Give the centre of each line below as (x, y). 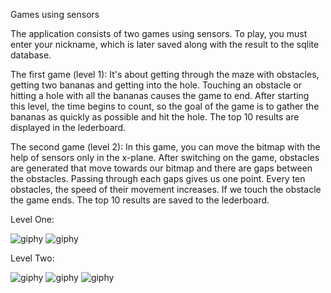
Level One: (32, 219)
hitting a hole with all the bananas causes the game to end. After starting (160, 95)
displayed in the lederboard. (68, 127)
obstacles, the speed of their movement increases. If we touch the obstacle (166, 189)
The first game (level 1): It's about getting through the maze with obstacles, (165, 74)
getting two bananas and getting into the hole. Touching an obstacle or (156, 85)
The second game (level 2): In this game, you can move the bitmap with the (165, 147)
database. (31, 55)
